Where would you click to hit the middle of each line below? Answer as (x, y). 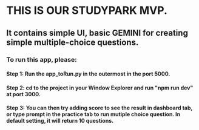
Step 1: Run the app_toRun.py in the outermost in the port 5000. (88, 74)
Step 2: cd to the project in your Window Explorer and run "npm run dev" (100, 88)
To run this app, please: (42, 59)
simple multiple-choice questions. (73, 42)
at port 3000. (24, 94)
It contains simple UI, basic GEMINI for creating (97, 33)
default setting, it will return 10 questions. (60, 121)
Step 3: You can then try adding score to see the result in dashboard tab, (99, 108)
